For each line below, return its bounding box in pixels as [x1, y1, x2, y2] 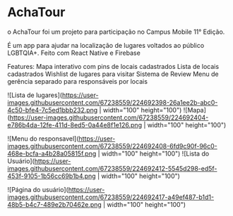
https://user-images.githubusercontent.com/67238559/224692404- [9, 113, 209, 122]
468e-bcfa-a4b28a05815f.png [7, 149, 97, 158]
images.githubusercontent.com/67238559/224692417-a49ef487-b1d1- [7, 193, 214, 201]
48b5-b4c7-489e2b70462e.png [7, 200, 102, 208]
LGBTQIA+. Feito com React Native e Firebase [7, 49, 141, 57]
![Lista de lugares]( [7, 91, 62, 99]
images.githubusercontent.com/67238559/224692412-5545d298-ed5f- [7, 164, 217, 172]
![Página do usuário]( [7, 185, 68, 193]
